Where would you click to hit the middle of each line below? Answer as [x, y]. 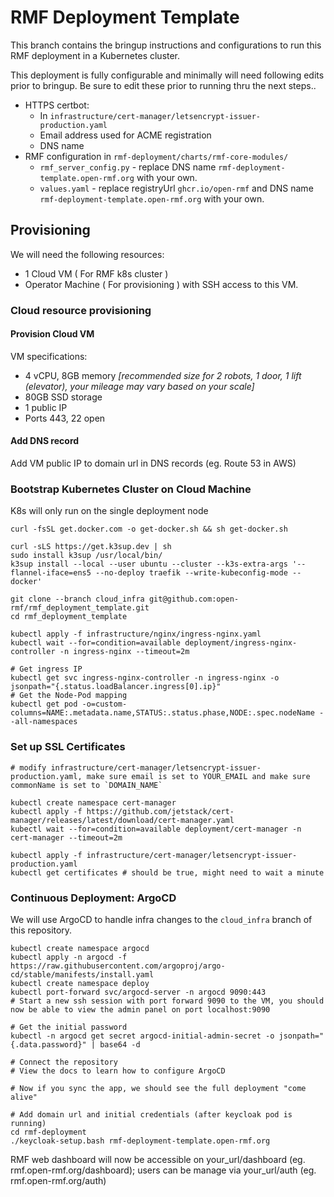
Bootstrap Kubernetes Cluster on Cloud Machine [131, 489]
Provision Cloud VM [52, 334]
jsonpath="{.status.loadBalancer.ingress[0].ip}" [116, 687]
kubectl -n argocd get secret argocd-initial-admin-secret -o [142, 1036]
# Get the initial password [69, 1027]
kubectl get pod [44, 704]
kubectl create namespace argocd [80, 948]
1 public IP [46, 407]
